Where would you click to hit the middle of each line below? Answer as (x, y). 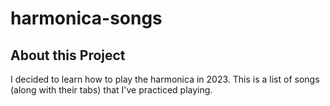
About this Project (68, 55)
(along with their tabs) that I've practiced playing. (111, 90)
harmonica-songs (86, 18)
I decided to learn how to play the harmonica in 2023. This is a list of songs (165, 79)
